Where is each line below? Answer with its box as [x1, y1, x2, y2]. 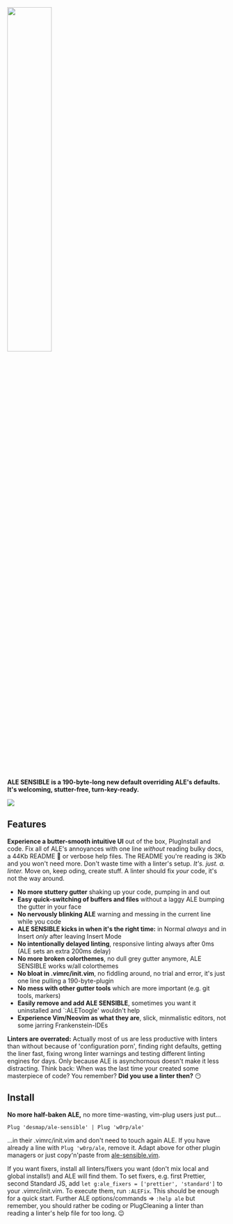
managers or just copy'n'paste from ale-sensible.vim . [7, 1151, 161, 1159]
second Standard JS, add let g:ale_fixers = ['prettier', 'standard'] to [7, 1179, 223, 1188]
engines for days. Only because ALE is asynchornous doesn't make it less [7, 1057, 219, 1065]
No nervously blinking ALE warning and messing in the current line [17, 909, 211, 918]
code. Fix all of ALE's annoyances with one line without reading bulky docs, [7, 844, 224, 853]
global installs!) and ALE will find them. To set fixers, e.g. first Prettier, [7, 1172, 207, 1180]
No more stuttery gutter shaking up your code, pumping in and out [17, 887, 211, 896]
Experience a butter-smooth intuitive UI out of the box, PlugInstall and [7, 837, 211, 845]
